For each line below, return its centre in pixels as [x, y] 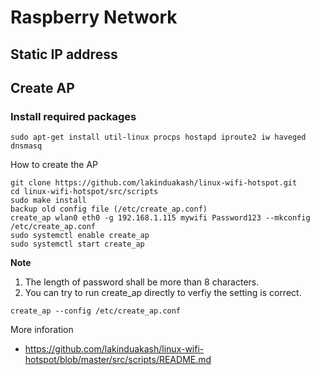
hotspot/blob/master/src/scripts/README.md [118, 360]
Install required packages [73, 116]
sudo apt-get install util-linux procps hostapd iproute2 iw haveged [158, 137]
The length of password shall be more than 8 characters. [142, 282]
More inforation [42, 330]
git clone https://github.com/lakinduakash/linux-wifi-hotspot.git [154, 183]
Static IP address [64, 54]
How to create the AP [54, 165]
